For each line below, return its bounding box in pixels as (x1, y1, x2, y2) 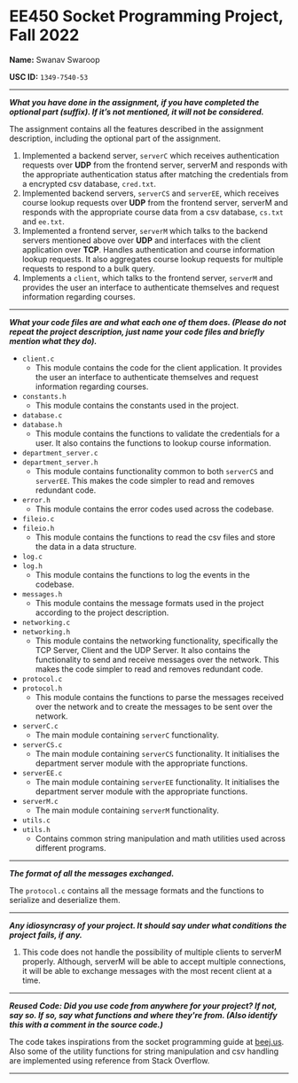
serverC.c (21, 721, 59, 730)
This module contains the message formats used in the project (35, 597, 264, 608)
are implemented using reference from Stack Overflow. (9, 1055, 210, 1065)
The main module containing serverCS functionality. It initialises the (35, 748, 280, 759)
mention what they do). (9, 335, 98, 347)
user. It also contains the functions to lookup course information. (35, 437, 272, 448)
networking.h (21, 627, 71, 636)
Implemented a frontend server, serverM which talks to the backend (21, 225, 268, 236)
